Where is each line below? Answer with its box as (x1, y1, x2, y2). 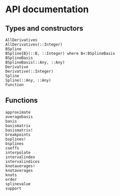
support (5, 186, 22, 191)
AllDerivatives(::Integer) (5, 42, 63, 47)
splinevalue (5, 181, 31, 186)
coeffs (5, 145, 19, 150)
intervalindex (5, 155, 36, 160)
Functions (5, 96, 38, 105)
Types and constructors (5, 24, 83, 33)
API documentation (5, 4, 89, 15)
